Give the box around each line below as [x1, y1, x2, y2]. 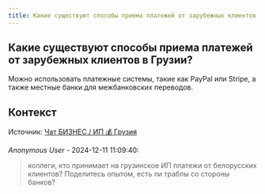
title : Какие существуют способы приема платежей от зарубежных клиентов [8, 11, 257, 20]
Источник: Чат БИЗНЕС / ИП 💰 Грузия [8, 127, 137, 137]
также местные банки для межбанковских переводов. [8, 82, 194, 92]
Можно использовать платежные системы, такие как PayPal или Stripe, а [8, 74, 256, 84]
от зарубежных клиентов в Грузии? [8, 53, 194, 67]
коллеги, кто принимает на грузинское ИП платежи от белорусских [27, 161, 257, 170]
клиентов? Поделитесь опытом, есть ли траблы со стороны [27, 169, 230, 179]
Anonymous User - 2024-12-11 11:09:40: [8, 146, 140, 155]
